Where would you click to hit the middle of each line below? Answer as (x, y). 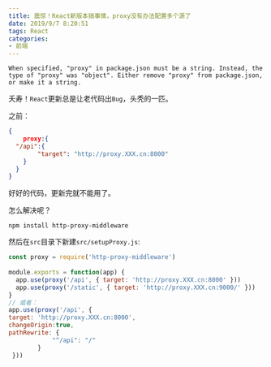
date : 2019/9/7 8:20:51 (49, 24)
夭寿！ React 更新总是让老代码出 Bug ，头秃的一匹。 (90, 99)
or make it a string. (45, 83)
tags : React (28, 31)
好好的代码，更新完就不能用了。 (62, 193)
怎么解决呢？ (30, 210)
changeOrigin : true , (41, 326)
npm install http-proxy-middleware (69, 226)
